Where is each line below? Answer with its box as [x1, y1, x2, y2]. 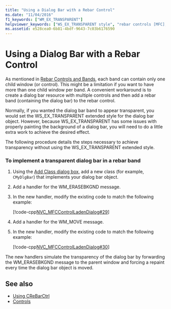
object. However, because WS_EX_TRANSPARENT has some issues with [5, 118, 157, 125]
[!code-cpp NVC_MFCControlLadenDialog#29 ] [12, 209, 110, 215]
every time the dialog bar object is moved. [5, 265, 94, 271]
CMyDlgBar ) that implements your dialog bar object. [12, 174, 119, 180]
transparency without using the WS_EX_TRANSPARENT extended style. [5, 145, 155, 151]
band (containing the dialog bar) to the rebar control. [5, 98, 116, 104]
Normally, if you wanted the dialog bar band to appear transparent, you [5, 107, 154, 114]
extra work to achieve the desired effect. [5, 129, 91, 135]
